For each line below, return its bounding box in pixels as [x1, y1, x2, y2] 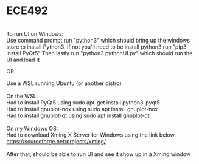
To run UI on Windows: [6, 30, 64, 37]
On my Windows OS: [6, 125, 58, 132]
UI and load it [6, 56, 40, 63]
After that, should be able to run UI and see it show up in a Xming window [6, 150, 190, 158]
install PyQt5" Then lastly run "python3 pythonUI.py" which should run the [6, 49, 193, 56]
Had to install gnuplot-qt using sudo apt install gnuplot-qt [6, 112, 150, 119]
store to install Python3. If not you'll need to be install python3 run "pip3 [6, 43, 187, 50]
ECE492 [6, 4, 49, 18]
